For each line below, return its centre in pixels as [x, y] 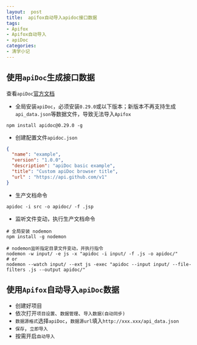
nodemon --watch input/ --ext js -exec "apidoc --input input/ [88, 264]
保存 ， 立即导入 [32, 328]
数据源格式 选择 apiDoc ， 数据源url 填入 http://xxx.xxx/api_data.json [97, 321]
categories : [21, 46]
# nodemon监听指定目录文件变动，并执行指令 [55, 248]
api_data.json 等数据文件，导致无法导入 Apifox [73, 114]
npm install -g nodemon [36, 237]
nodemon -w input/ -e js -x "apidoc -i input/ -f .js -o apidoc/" [92, 254]
